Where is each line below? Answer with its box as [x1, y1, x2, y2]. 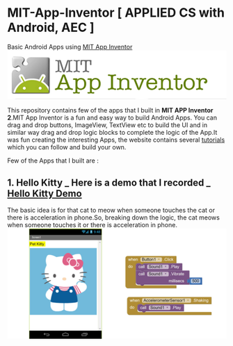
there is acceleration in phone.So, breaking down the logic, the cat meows [7, 213, 220, 222]
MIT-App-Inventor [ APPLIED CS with [7, 5, 225, 21]
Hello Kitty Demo [7, 188, 82, 199]
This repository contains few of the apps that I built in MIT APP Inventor [7, 106, 214, 115]
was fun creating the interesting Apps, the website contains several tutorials [7, 135, 225, 144]
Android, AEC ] [7, 19, 95, 35]
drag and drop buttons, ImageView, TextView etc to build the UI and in [7, 121, 207, 129]
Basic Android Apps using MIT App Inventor [7, 42, 133, 51]
